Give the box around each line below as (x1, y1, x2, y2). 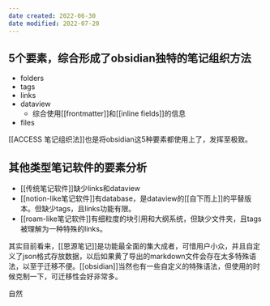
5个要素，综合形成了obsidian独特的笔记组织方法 (8, 51, 251, 65)
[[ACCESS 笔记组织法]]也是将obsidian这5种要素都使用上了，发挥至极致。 (8, 134, 253, 144)
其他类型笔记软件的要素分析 (8, 160, 148, 174)
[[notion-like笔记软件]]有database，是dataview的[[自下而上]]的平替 (19, 193, 245, 203)
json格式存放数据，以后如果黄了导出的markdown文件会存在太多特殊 (22, 252, 250, 261)
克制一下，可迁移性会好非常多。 (15, 272, 122, 282)
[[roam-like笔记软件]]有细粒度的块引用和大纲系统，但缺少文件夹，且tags (19, 214, 262, 223)
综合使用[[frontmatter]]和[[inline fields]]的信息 (32, 108, 186, 118)
